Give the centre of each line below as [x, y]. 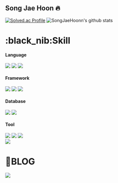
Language [16, 55]
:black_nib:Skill [38, 41]
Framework [17, 78]
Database [16, 101]
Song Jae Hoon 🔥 [33, 8]
